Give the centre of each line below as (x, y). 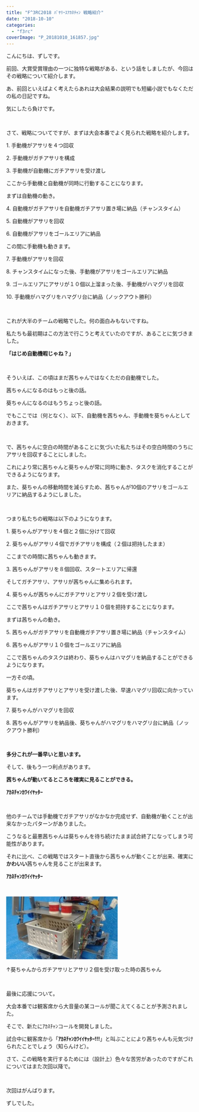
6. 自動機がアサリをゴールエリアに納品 (53, 234)
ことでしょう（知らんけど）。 (57, 1046)
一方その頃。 (22, 677)
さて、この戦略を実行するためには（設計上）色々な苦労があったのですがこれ (100, 1059)
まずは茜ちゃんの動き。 (35, 620)
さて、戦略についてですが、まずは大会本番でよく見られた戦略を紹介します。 (99, 133)
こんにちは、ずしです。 (35, 56)
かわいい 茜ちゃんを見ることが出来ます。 (56, 864)
